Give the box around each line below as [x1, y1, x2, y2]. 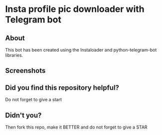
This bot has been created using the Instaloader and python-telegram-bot [5, 47, 157, 53]
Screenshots [5, 67, 46, 75]
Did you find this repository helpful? [5, 83, 120, 92]
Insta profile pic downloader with [5, 3, 145, 15]
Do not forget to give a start [5, 97, 62, 103]
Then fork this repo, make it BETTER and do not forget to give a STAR [5, 124, 148, 130]
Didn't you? [5, 111, 42, 120]
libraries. [5, 52, 23, 58]
